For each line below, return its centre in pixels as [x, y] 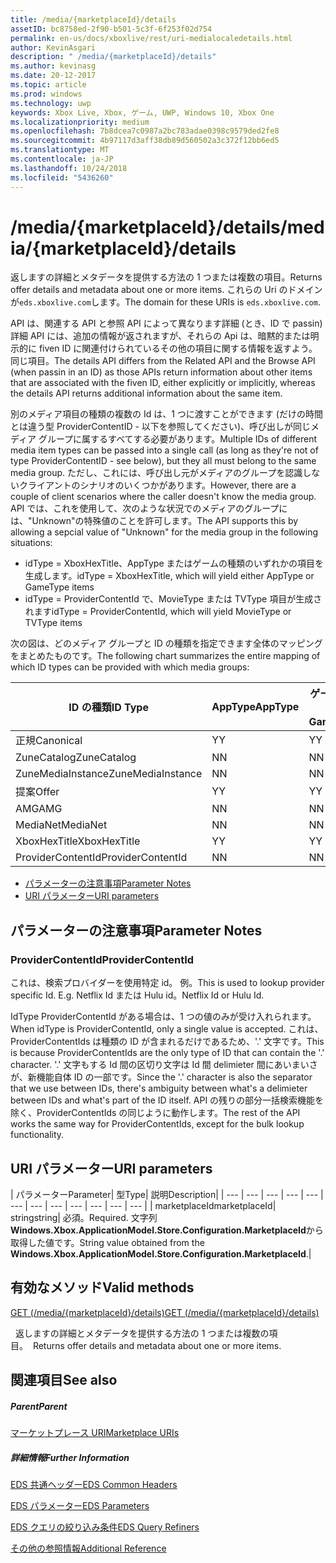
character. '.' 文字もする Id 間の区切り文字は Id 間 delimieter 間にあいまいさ [164, 1065]
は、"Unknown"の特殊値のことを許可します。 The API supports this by [154, 521]
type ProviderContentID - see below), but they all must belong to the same [163, 461]
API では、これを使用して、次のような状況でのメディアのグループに [149, 508]
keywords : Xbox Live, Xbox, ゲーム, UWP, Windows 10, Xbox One [142, 112]
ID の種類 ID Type [108, 708]
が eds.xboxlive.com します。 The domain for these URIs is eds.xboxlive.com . [165, 302]
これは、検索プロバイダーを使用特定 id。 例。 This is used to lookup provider [167, 983]
